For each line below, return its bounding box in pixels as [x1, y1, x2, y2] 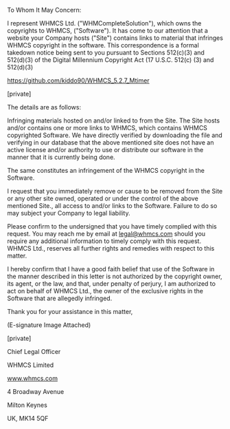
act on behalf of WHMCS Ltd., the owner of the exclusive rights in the [7, 287, 204, 295]
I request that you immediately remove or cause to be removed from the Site [7, 187, 223, 195]
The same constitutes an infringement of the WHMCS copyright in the [7, 167, 205, 174]
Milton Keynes [7, 401, 48, 409]
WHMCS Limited [7, 361, 54, 369]
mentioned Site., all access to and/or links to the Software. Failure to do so [7, 202, 218, 209]
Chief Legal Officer [7, 348, 61, 355]
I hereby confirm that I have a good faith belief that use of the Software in [7, 265, 215, 273]
